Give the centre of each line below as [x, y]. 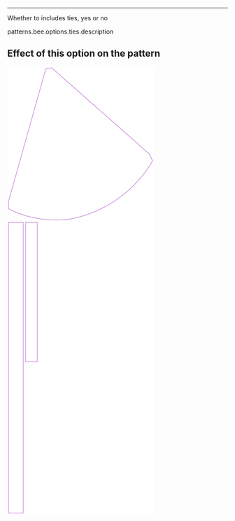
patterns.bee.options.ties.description [60, 31]
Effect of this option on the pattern [84, 53]
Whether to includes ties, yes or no [58, 18]
